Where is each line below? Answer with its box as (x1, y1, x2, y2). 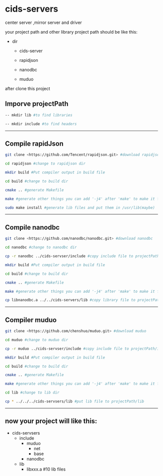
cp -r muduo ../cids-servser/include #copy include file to (5, 346, 130, 351)
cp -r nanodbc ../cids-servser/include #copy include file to (5, 254, 133, 259)
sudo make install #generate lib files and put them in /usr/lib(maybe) (5, 205, 155, 210)
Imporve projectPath (5, 100, 69, 108)
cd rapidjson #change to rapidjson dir (5, 161, 86, 166)
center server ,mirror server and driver (5, 19, 82, 25)
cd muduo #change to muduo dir (5, 337, 68, 342)
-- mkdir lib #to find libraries (5, 113, 73, 117)
